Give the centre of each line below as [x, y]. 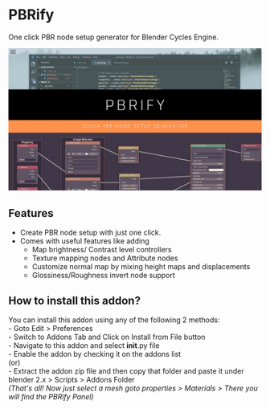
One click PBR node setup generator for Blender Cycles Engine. [114, 37]
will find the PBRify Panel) [51, 397]
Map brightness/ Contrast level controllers [102, 250]
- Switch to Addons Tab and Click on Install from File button [107, 337]
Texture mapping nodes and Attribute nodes [105, 258]
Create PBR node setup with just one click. [90, 233]
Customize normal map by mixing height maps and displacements [141, 267]
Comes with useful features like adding [85, 241]
